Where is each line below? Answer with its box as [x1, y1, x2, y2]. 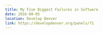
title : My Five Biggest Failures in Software [5, 7, 98, 12]
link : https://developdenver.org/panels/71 [5, 20, 94, 26]
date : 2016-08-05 [5, 12, 40, 16]
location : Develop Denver [5, 16, 57, 21]
